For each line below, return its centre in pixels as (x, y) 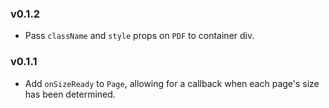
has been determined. (70, 94)
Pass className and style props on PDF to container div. (139, 36)
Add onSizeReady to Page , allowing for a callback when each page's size (172, 83)
